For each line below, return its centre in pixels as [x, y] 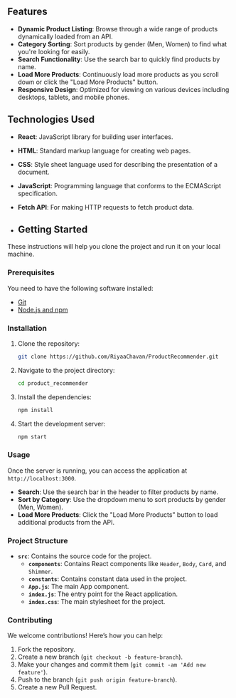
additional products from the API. [66, 522]
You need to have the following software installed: [81, 288]
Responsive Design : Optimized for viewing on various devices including [123, 89]
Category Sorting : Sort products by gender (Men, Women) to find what [122, 44]
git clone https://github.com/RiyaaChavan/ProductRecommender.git [118, 357]
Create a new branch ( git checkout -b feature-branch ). [100, 657]
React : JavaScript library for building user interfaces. [95, 137]
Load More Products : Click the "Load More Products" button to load [118, 514]
